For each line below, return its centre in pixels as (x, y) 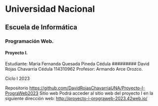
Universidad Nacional (50, 9)
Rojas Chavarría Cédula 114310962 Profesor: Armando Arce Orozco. (74, 69)
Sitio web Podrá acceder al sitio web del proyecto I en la (96, 93)
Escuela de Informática (41, 27)
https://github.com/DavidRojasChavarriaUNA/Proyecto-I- (87, 88)
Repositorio (17, 88)
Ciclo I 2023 (17, 78)
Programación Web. (30, 41)
